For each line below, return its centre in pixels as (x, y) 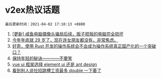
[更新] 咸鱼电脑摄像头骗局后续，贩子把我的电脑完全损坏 (68, 34)
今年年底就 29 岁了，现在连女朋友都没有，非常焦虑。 (65, 40)
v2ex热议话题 (32, 10)
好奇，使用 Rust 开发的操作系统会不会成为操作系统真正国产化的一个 (80, 46)
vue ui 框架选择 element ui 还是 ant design (55, 64)
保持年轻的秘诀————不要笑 (42, 58)
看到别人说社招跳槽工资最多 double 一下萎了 (57, 70)
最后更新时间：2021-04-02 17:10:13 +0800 (45, 24)
